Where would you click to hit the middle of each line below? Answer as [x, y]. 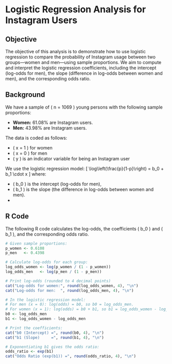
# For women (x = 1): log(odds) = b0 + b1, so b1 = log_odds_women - [81, 309]
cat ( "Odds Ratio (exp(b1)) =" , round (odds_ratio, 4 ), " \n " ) [71, 356]
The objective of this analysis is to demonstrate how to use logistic [76, 51]
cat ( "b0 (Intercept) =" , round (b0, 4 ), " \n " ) [55, 333]
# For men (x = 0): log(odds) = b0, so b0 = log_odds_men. [70, 305]
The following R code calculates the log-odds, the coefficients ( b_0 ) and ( [84, 228]
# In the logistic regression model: [46, 300]
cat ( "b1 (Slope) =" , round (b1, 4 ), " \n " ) [55, 337]
